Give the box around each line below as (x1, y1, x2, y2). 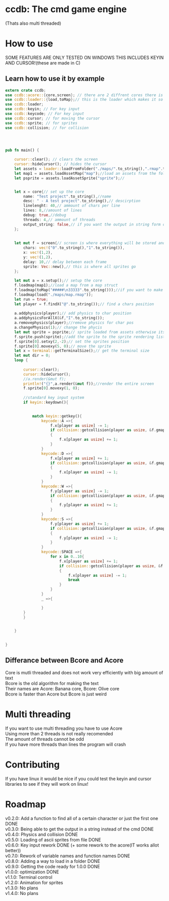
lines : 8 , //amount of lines (23, 208, 82, 213)
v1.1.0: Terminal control (5, 874, 53, 880)
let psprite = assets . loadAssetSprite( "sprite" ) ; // (14, 175, 125, 181)
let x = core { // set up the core (14, 189, 84, 194)
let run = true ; (14, 297, 49, 302)
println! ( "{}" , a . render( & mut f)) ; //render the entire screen (23, 381, 154, 386)
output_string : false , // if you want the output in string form (23, 222, 161, 227)
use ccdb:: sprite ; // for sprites (5, 120, 78, 125)
